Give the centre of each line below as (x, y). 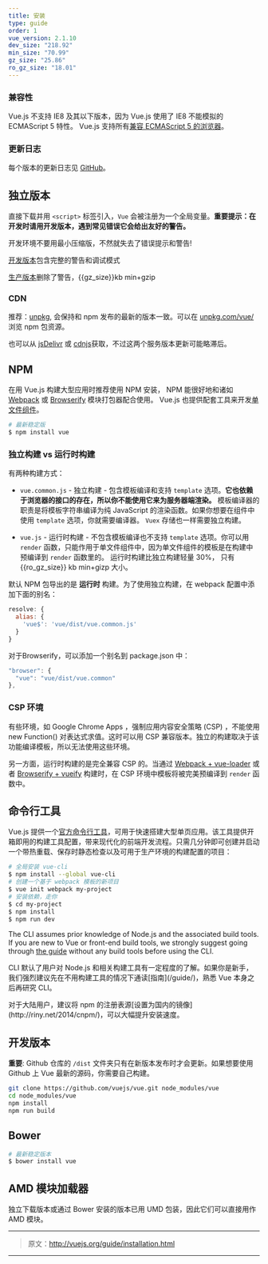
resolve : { (26, 610)
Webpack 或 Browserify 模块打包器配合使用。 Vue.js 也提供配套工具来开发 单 (134, 400)
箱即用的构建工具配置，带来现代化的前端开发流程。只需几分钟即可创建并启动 (134, 842)
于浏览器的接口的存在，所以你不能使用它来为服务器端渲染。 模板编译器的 (140, 500)
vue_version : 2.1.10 (43, 38)
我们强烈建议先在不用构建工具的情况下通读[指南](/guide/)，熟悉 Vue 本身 (128, 978)
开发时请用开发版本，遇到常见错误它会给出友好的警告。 (99, 226)
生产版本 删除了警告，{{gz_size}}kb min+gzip (82, 278)
